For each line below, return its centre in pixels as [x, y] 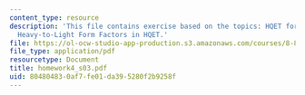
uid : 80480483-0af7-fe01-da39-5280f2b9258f [93, 77]
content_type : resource [54, 18]
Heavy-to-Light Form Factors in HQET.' [93, 34]
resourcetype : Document [54, 60]
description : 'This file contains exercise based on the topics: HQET [146, 26]
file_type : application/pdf [63, 52]
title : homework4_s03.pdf [58, 69]
